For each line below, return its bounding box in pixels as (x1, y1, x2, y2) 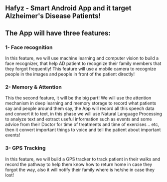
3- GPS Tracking (5, 144, 46, 151)
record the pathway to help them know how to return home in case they (5, 161, 153, 167)
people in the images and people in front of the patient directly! (5, 71, 135, 77)
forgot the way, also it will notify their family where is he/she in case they (5, 166, 155, 172)
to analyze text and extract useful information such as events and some (5, 116, 152, 122)
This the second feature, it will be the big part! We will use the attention (5, 95, 152, 101)
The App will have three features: (5, 28, 111, 37)
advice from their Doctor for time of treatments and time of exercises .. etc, (5, 121, 160, 127)
